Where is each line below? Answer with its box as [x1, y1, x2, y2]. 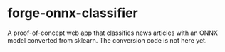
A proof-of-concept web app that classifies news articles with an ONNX [7, 28, 219, 37]
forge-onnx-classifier [7, 5, 138, 21]
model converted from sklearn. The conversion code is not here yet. [7, 36, 207, 44]
